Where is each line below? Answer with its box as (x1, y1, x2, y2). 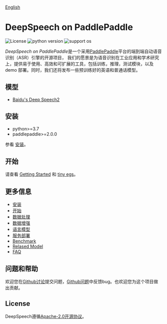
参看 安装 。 (5, 141, 28, 147)
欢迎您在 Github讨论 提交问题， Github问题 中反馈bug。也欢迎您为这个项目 (5, 279, 154, 284)
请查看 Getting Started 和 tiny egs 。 (5, 171, 78, 177)
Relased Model (12, 243, 43, 249)
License (5, 300, 30, 308)
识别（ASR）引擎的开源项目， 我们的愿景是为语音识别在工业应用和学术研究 (5, 54, 160, 60)
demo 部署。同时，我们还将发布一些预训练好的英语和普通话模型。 (5, 67, 141, 73)
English (5, 4, 20, 10)
